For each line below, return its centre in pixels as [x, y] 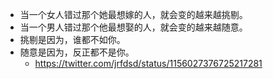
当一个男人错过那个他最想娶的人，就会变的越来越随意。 [133, 27]
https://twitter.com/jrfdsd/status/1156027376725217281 [148, 63]
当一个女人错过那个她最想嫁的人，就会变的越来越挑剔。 [133, 14]
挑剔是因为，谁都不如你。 [72, 39]
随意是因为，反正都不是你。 [77, 52]
